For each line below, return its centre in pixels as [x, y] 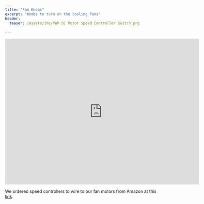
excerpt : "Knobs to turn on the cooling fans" [53, 14]
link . [9, 197]
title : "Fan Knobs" [25, 9]
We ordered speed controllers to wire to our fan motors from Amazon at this [81, 191]
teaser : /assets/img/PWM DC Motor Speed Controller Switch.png [74, 23]
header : [13, 18]
